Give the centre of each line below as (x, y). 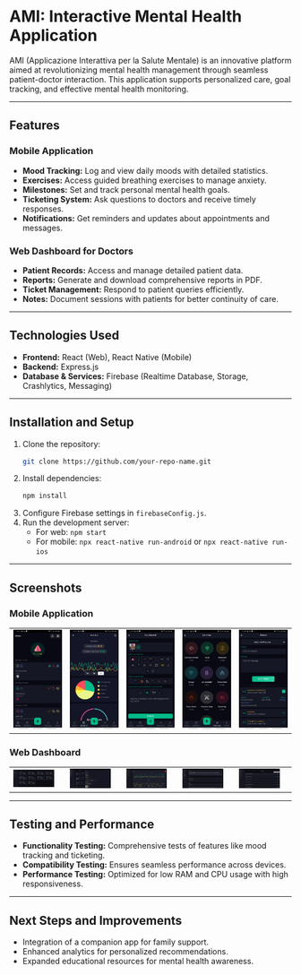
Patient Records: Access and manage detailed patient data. (133, 270)
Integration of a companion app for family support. (115, 942)
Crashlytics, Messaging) (67, 385)
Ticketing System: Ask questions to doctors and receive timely (139, 199)
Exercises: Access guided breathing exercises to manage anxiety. (144, 180)
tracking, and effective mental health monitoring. (99, 89)
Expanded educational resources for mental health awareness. (138, 962)
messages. (43, 228)
